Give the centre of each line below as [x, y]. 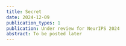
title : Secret [24, 12]
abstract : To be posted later [44, 34]
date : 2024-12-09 [28, 17]
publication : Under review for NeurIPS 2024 [63, 28]
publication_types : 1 [33, 23]
